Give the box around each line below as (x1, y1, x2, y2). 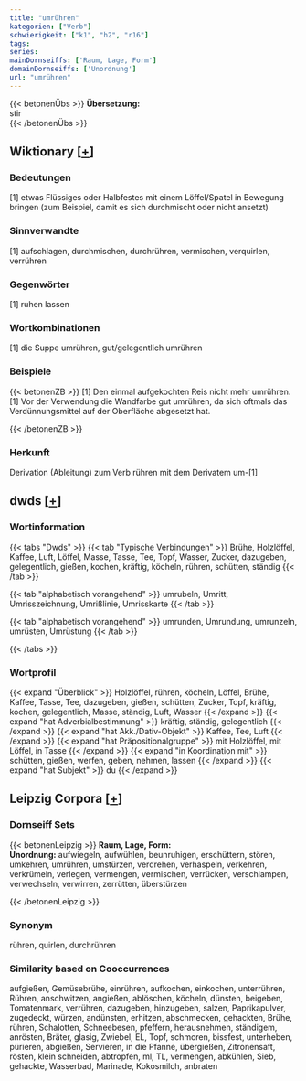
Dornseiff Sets (9, 819, 75, 831)
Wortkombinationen (9, 321, 100, 334)
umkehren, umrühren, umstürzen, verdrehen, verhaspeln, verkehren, (9, 859, 268, 870)
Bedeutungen (9, 171, 71, 184)
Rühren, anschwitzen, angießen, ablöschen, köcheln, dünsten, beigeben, (9, 993, 283, 1004)
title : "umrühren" (9, 13, 79, 23)
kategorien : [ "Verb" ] (9, 22, 92, 31)
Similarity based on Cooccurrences (9, 962, 170, 975)
